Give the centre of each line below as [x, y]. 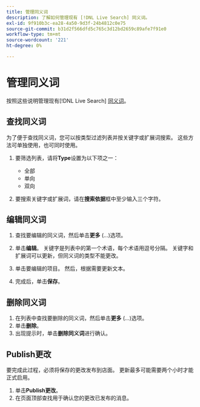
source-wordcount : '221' [38, 40]
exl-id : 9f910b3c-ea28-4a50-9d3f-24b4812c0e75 [66, 23]
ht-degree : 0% [24, 46]
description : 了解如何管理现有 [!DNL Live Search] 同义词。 [78, 18]
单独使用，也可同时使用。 [48, 145]
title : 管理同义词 [27, 12]
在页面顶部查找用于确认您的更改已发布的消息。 [73, 398]
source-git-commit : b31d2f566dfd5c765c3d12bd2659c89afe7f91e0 [86, 29]
